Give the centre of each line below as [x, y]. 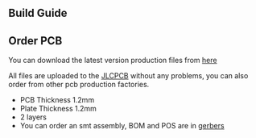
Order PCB [35, 41]
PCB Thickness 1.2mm [57, 100]
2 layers [33, 117]
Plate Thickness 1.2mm [58, 109]
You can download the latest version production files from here [113, 61]
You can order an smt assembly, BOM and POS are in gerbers [122, 126]
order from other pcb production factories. [79, 85]
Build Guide [38, 13]
